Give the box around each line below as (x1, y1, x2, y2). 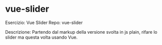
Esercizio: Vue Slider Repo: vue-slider (5, 20, 83, 25)
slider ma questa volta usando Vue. (5, 34, 78, 40)
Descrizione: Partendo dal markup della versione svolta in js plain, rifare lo (5, 29, 158, 35)
